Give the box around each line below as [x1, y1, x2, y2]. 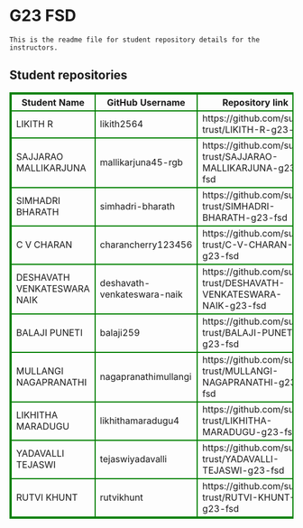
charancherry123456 [99, 238, 193, 251]
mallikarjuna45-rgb [99, 155, 183, 168]
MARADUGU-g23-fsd [202, 425, 298, 438]
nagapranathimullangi [99, 370, 192, 383]
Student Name [21, 96, 86, 108]
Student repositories [9, 68, 128, 83]
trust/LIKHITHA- [202, 414, 272, 427]
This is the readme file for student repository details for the [9, 35, 260, 44]
